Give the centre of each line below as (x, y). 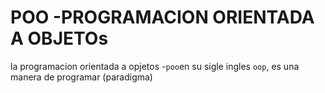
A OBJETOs (59, 38)
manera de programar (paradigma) (81, 77)
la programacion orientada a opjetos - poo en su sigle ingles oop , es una (155, 66)
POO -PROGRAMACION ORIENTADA (162, 17)
